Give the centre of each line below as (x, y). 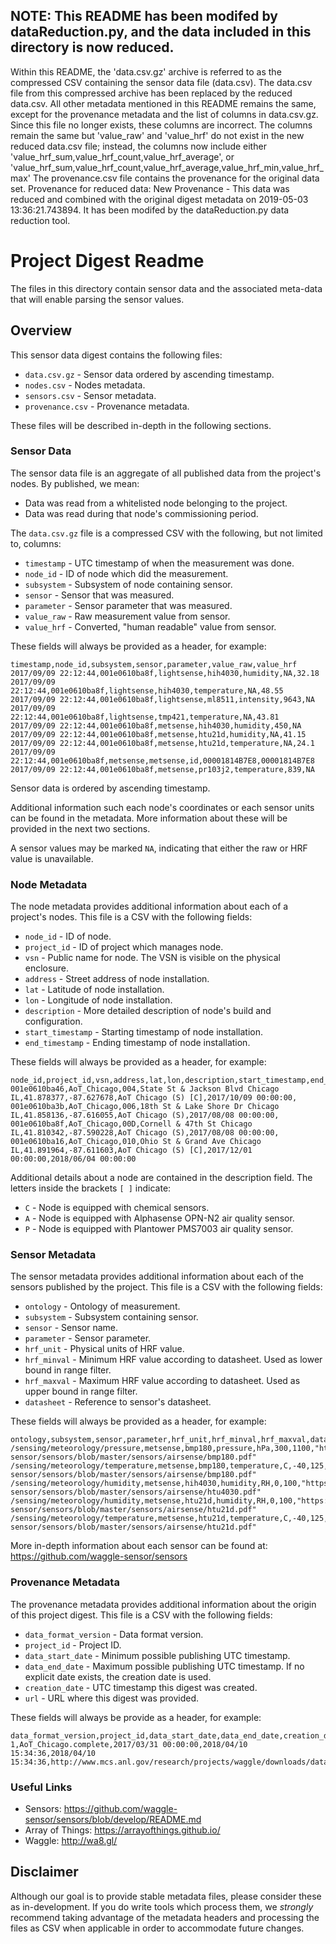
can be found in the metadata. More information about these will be (149, 818)
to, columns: (36, 543)
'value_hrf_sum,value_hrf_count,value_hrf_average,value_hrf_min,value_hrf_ (167, 167)
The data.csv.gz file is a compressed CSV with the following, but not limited (166, 533)
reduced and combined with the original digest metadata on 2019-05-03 (159, 199)
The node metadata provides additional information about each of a (149, 906)
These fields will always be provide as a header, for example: (136, 1717)
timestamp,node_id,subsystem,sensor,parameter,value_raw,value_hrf (154, 664)
